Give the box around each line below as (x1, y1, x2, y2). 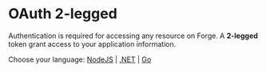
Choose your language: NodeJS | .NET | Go (8, 55, 152, 64)
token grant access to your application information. (8, 39, 177, 48)
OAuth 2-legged (8, 5, 117, 23)
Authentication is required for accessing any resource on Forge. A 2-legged (8, 31, 258, 40)
